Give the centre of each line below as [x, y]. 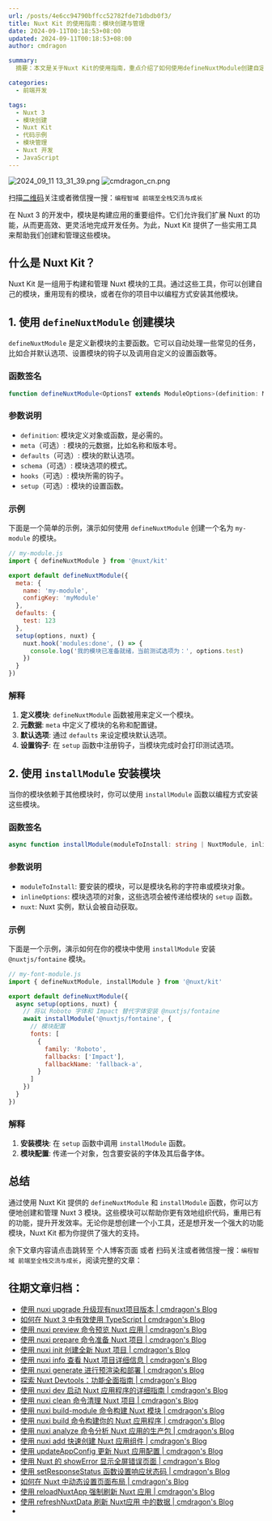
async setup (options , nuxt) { [66, 1004]
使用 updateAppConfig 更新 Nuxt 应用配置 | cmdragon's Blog [121, 1451]
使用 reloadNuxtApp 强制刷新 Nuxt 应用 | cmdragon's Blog [117, 1491]
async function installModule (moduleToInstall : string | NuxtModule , [128, 845]
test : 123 [40, 621]
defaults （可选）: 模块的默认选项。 [79, 455]
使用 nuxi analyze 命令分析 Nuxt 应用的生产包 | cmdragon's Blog [127, 1430]
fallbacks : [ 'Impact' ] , [85, 1057]
